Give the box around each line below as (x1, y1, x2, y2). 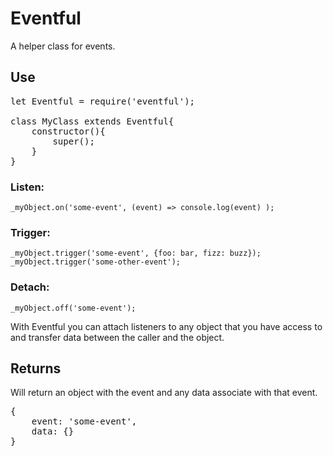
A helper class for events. (10, 40, 116, 52)
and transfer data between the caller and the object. (10, 331, 225, 343)
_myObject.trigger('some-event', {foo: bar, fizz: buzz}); (10, 248, 262, 259)
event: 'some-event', (31, 416, 138, 427)
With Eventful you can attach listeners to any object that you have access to (10, 320, 323, 332)
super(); (52, 135, 95, 147)
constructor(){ (31, 125, 106, 137)
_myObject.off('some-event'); (10, 303, 137, 313)
